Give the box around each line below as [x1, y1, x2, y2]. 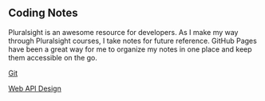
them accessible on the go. [8, 52, 98, 62]
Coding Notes [8, 6, 78, 20]
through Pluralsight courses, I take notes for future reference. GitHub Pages [8, 36, 257, 45]
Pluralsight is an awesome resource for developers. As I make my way [8, 27, 239, 37]
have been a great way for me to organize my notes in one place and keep [8, 44, 253, 54]
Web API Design [8, 84, 61, 93]
